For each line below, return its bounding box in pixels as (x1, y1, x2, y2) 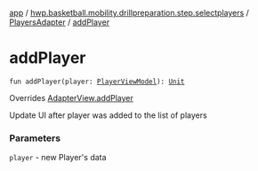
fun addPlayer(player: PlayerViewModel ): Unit (9, 77, 185, 86)
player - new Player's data (9, 152, 107, 163)
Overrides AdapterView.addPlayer (9, 92, 133, 103)
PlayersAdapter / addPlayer (9, 17, 109, 27)
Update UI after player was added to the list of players (9, 110, 207, 120)
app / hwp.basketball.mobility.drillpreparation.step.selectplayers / (9, 8, 249, 18)
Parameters (9, 132, 60, 144)
